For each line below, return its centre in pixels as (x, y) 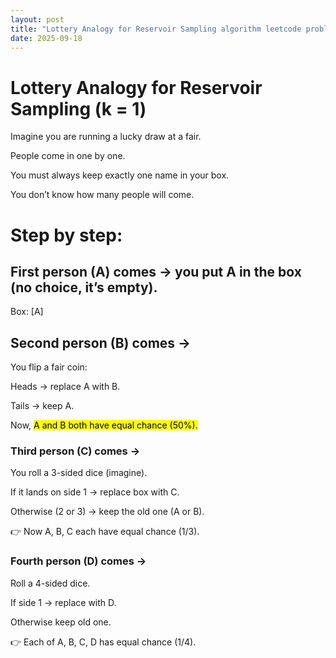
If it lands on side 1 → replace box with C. (95, 492)
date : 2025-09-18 (46, 38)
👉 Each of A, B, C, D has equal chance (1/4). (103, 642)
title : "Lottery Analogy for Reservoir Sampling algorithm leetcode (156, 29)
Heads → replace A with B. (65, 387)
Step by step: (66, 235)
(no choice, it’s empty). (84, 287)
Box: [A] (27, 312)
